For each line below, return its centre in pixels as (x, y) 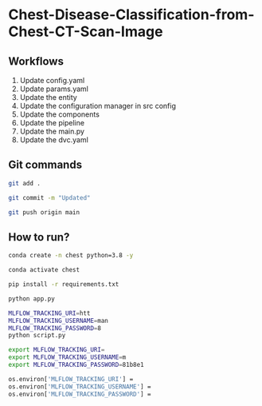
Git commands (45, 165)
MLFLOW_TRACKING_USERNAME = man (59, 320)
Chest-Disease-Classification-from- (131, 15)
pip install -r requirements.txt (64, 285)
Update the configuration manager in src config (98, 106)
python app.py (32, 299)
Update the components (59, 114)
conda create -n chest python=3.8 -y (71, 256)
